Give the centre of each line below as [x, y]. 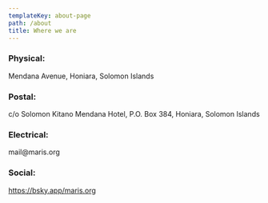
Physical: [27, 58]
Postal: [22, 97]
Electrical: [29, 134]
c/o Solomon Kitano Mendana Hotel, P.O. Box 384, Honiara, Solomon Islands [134, 113]
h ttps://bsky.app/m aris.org [52, 190]
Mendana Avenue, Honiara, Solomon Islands [81, 76]
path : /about [30, 23]
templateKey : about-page [50, 16]
